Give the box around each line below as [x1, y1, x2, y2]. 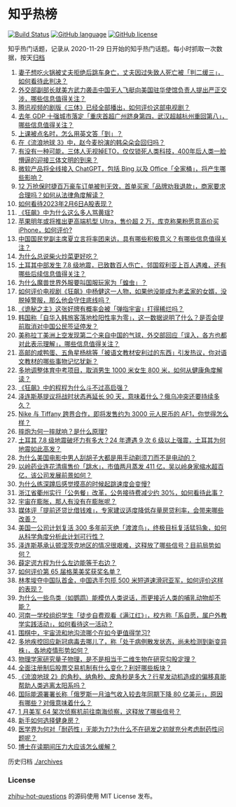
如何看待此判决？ [18, 76, 68, 85]
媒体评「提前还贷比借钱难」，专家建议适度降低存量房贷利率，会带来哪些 [18, 506, 224, 514]
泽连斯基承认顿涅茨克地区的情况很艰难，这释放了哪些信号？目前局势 [18, 541, 215, 549]
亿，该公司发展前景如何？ [18, 471, 92, 479]
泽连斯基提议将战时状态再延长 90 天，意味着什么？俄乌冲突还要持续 [18, 392, 214, 400]
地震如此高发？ [18, 444, 62, 453]
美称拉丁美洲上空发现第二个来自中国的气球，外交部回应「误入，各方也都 [18, 331, 227, 339]
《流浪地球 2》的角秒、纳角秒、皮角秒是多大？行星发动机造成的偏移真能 [18, 672, 227, 680]
